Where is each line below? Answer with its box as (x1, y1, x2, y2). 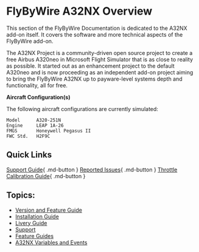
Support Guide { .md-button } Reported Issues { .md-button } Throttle (6, 166, 178, 173)
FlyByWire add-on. (6, 37, 54, 45)
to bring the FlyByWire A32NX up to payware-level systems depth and (6, 75, 183, 82)
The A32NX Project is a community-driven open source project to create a (6, 49, 193, 56)
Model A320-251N (6, 117, 61, 123)
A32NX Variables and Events (15, 239, 88, 246)
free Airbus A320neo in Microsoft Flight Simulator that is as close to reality (6, 56, 194, 63)
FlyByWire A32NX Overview (6, 4, 153, 18)
